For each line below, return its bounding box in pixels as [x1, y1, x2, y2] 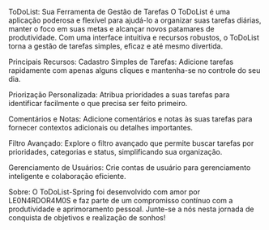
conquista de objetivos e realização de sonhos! [8, 213, 166, 222]
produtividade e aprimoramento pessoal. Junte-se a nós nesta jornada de [8, 204, 254, 214]
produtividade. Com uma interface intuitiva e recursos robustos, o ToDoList [8, 32, 259, 42]
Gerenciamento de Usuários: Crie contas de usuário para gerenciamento [8, 163, 251, 172]
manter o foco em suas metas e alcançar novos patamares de [8, 24, 215, 33]
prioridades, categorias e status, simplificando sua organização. [8, 147, 223, 156]
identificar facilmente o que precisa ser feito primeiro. [8, 99, 188, 108]
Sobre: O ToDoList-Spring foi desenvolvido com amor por [8, 187, 201, 197]
